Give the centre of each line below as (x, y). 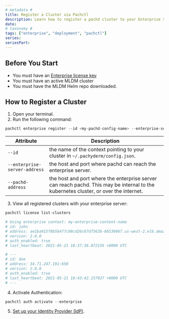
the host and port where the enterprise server (103, 179)
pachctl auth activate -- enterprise (44, 302)
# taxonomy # (19, 29)
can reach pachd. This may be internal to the (102, 185)
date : (11, 24)
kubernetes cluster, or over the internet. (96, 191)
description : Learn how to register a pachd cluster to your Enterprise (83, 19)
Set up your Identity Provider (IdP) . (48, 311)
